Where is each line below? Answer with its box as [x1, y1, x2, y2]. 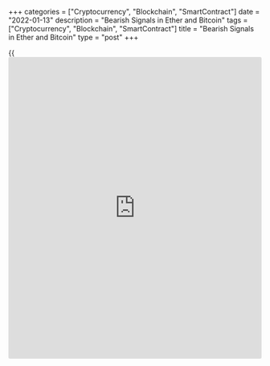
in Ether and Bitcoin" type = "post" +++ [8, 32, 139, 42]
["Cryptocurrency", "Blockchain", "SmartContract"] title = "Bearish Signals [8, 24, 255, 33]
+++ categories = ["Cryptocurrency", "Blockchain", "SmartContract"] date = [8, 7, 260, 16]
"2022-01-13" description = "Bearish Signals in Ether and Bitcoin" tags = [8, 15, 248, 25]
